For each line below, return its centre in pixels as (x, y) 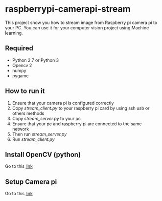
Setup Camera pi (31, 182)
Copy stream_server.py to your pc (46, 118)
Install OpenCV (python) (43, 154)
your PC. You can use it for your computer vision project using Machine (77, 27)
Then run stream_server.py (39, 134)
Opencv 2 (22, 65)
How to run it (25, 91)
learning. (14, 33)
